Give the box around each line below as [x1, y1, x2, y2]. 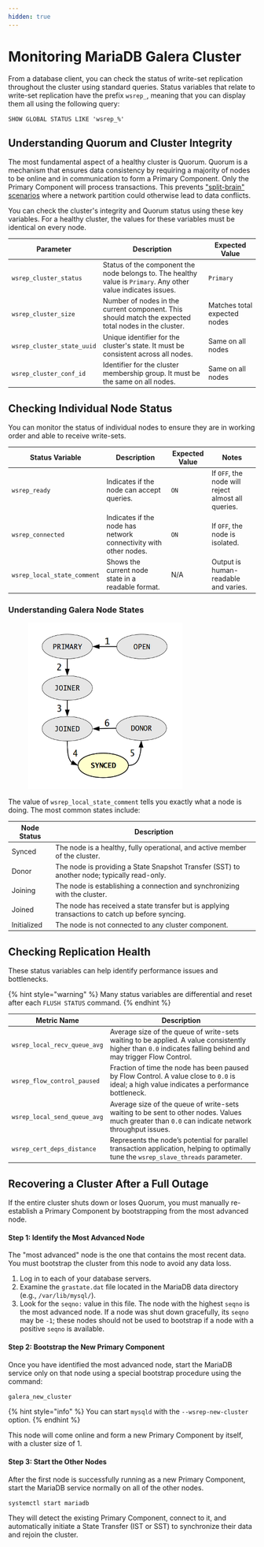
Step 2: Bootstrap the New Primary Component [8, 1342, 165, 1352]
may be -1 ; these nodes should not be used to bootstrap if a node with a [19, 1316, 254, 1326]
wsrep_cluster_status [11, 274, 82, 282]
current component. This [102, 304, 183, 314]
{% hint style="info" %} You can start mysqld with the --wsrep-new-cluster [8, 1407, 249, 1416]
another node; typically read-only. [55, 871, 167, 880]
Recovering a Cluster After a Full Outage [8, 1177, 209, 1190]
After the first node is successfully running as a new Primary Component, [8, 1474, 246, 1484]
